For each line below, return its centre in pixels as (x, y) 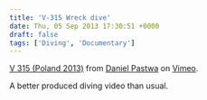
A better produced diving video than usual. (89, 86)
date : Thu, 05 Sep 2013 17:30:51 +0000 (85, 26)
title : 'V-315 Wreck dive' (60, 18)
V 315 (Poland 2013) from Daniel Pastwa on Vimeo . (104, 68)
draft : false (34, 34)
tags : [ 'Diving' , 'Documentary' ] (72, 43)
